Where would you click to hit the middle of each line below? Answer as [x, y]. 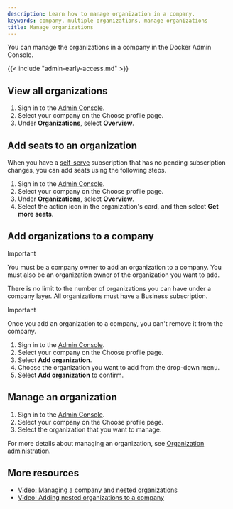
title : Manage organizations [50, 27]
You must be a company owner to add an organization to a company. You [114, 267]
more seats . [36, 214]
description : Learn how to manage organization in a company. [101, 14]
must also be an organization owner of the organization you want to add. [114, 275]
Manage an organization [62, 397]
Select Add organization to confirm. [71, 375]
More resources [43, 473]
